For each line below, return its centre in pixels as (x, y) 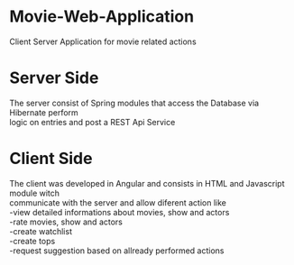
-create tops (32, 241)
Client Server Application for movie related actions (103, 41)
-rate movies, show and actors (66, 222)
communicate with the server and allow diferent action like (118, 202)
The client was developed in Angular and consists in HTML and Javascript (147, 183)
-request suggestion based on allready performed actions (117, 251)
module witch (35, 193)
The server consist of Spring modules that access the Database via (134, 103)
